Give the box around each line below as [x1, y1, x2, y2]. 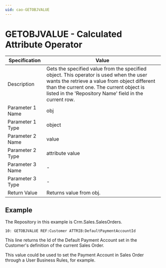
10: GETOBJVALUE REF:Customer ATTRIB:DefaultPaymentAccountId [5, 229, 136, 233]
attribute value [46, 150, 80, 156]
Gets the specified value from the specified [46, 65, 147, 72]
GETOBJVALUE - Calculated [5, 28, 123, 39]
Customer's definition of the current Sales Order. [5, 242, 105, 248]
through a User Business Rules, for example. [5, 257, 96, 263]
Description [7, 80, 35, 87]
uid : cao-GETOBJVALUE [5, 7, 50, 12]
